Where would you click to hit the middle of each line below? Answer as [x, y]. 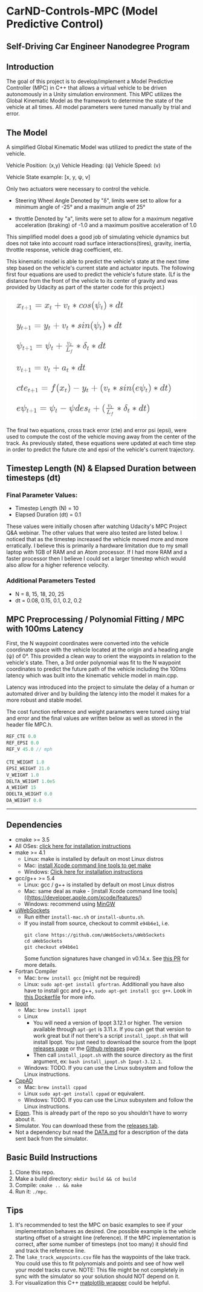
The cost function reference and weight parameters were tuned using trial [98, 712]
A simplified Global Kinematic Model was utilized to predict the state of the [99, 147]
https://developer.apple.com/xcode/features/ [84, 897]
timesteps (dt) [34, 478]
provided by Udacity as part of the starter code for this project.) [85, 287]
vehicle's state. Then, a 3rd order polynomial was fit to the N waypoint [94, 663]
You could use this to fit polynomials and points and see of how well [99, 1264]
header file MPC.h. [30, 725]
